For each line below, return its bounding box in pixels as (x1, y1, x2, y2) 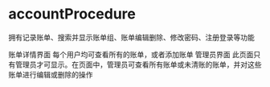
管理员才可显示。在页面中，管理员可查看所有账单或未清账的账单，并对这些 (14, 60, 262, 69)
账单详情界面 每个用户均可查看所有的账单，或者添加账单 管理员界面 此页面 (8, 49, 254, 59)
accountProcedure (8, 5, 137, 23)
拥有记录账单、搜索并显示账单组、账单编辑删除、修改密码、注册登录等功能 (8, 32, 255, 42)
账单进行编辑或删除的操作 (8, 69, 93, 79)
